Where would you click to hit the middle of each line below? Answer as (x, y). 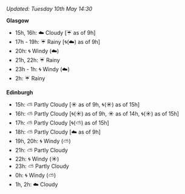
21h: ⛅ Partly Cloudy (42, 150)
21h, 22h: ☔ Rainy (38, 60)
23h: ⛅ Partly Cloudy (42, 166)
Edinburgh (20, 92)
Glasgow (18, 20)
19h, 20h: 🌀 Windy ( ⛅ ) (43, 141)
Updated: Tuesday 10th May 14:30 (49, 9)
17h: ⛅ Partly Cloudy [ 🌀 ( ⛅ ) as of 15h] (62, 123)
